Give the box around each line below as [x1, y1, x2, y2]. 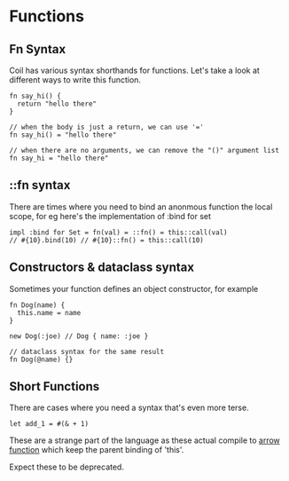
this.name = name [17, 308, 82, 317]
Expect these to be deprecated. [9, 461, 124, 472]
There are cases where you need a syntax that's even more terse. [9, 402, 250, 414]
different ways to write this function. [9, 75, 142, 85]
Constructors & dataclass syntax [9, 260, 195, 275]
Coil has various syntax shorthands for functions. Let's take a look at [9, 65, 260, 75]
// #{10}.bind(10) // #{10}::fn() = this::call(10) [9, 235, 204, 245]
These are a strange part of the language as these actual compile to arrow [9, 435, 281, 446]
